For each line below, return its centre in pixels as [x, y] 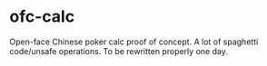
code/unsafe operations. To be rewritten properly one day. [119, 51]
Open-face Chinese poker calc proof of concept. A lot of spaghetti [134, 42]
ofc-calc [42, 17]
